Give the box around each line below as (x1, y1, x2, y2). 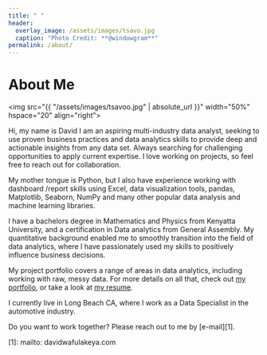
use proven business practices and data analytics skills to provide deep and (8, 135, 257, 144)
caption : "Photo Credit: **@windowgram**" (15, 34, 159, 42)
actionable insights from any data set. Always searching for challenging (8, 143, 243, 152)
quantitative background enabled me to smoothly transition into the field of (8, 233, 253, 243)
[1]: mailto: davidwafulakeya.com (8, 337, 116, 347)
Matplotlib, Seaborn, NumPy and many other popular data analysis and (8, 192, 241, 202)
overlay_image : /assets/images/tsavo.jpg (15, 26, 155, 34)
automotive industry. (8, 306, 76, 316)
